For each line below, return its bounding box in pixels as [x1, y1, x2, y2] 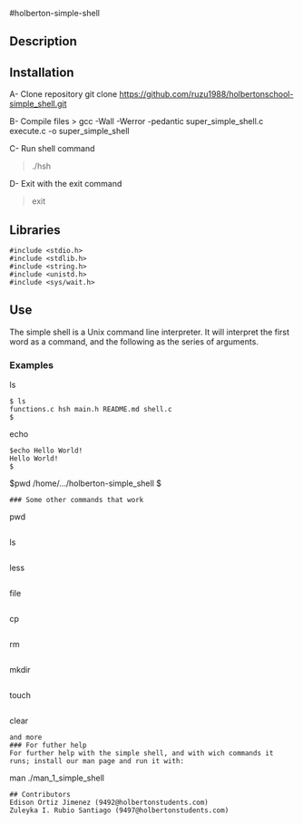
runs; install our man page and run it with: [9, 757, 184, 766]
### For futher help [9, 741, 88, 751]
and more [9, 733, 43, 742]
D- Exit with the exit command [9, 179, 122, 189]
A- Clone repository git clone [9, 89, 118, 100]
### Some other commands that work [9, 496, 144, 505]
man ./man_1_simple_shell [9, 772, 104, 783]
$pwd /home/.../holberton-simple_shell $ [9, 478, 161, 489]
